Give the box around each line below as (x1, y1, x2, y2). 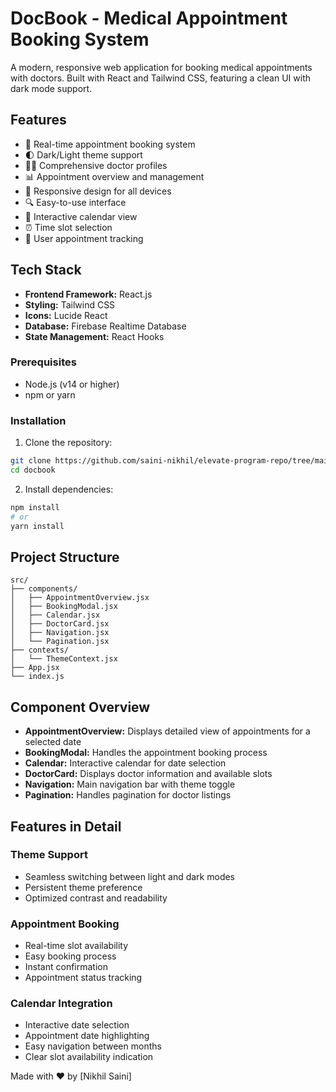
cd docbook (10, 465, 56, 476)
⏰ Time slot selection (24, 221, 113, 233)
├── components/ (10, 584, 78, 594)
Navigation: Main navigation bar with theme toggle (24, 778, 236, 791)
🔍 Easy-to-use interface (24, 196, 127, 208)
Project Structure (10, 548, 120, 566)
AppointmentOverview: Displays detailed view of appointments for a (24, 725, 311, 737)
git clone (10, 456, 52, 466)
